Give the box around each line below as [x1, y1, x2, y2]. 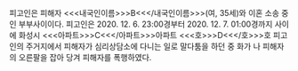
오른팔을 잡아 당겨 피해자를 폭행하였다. [18, 52, 152, 62]
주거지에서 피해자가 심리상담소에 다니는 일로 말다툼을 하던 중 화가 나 [25, 41, 261, 51]
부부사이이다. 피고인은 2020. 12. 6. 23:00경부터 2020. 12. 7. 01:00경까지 [18, 19, 273, 29]
